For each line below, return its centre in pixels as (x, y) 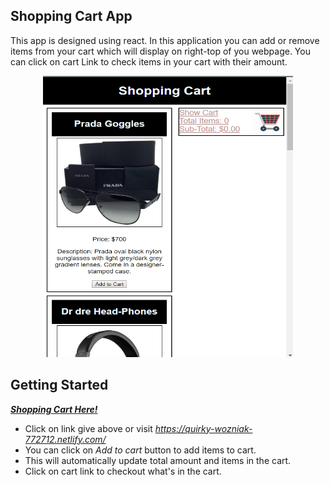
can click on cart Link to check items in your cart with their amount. (149, 61)
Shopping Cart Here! (54, 409)
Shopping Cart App (71, 16)
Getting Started (59, 385)
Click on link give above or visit (88, 428)
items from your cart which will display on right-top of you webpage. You (160, 51)
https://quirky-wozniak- (203, 428)
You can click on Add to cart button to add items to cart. (140, 450)
